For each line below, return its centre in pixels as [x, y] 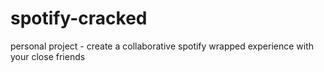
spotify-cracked [79, 18]
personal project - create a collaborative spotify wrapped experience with [162, 46]
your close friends [48, 56]
